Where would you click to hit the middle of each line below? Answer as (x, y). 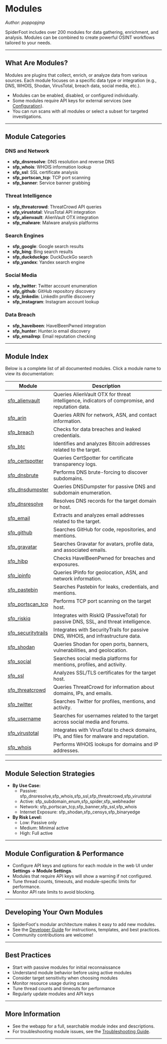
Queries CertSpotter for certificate (93, 458)
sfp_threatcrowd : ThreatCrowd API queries (57, 207)
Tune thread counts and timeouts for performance (64, 988)
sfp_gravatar (22, 547)
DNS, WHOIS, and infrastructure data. (97, 636)
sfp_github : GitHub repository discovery (54, 291)
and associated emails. (80, 550)
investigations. (27, 116)
